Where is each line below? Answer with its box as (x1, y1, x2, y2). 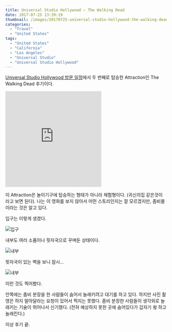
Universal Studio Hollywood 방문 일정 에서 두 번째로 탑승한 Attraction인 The (5, 75, 159, 81)
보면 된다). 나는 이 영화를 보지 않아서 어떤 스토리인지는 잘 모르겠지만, (14, 198, 152, 204)
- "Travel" (10, 27, 33, 32)
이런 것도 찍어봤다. (5, 280, 42, 287)
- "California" (10, 45, 42, 51)
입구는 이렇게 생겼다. (5, 216, 47, 222)
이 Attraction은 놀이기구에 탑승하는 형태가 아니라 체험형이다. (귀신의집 (5, 192, 145, 198)
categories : (5, 21, 31, 27)
